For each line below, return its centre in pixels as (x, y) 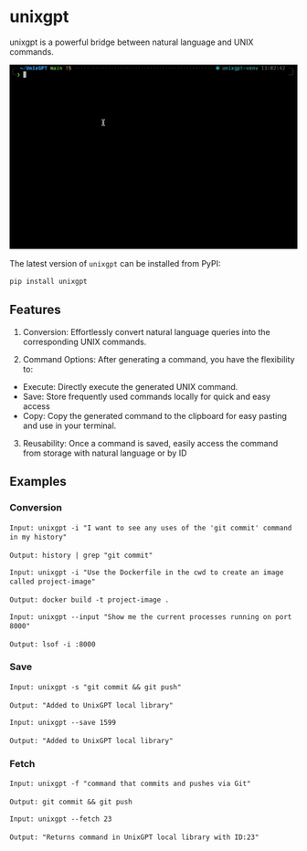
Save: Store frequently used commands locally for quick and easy (147, 396)
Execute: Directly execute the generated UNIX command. (130, 386)
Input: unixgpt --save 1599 (63, 722)
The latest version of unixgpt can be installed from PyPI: (115, 264)
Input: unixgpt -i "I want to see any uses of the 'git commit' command (151, 528)
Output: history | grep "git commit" (81, 555)
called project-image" (53, 582)
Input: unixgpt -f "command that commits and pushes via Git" (130, 784)
